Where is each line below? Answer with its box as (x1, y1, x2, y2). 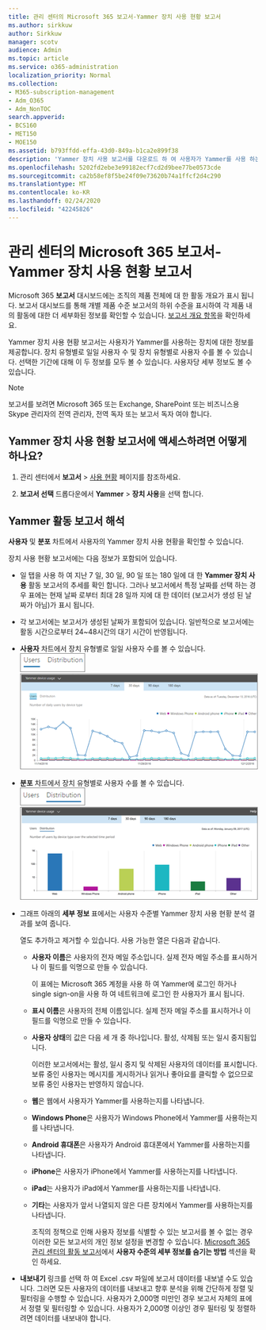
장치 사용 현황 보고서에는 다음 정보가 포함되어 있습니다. (8, 554, 177, 563)
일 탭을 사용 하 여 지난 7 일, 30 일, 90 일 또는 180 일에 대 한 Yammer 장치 (19, 571, 248, 580)
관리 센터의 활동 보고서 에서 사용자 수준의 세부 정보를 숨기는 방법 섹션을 (31, 1247, 248, 1257)
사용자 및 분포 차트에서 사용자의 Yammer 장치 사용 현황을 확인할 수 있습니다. (8, 536, 244, 547)
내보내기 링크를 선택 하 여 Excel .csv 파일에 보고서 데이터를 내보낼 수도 (19, 1274, 239, 1283)
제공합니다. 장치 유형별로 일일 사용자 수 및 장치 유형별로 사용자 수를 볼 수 (8, 347, 232, 356)
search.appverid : (8, 113, 66, 121)
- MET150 (8, 130, 37, 138)
